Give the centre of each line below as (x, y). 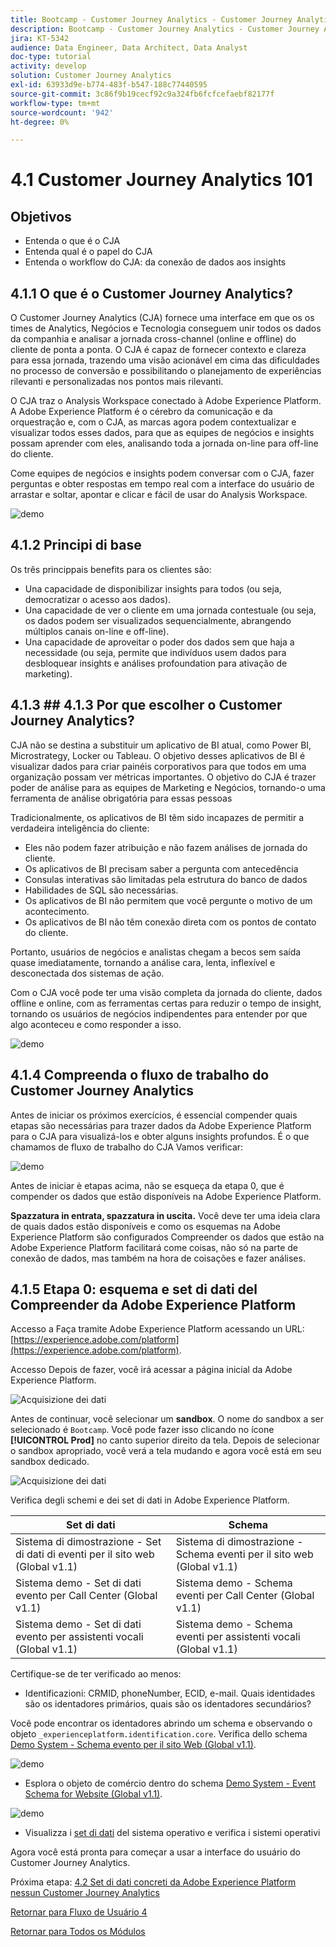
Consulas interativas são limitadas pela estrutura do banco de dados (166, 879)
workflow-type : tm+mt (55, 103)
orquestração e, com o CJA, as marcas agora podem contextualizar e (153, 422)
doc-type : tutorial (51, 57)
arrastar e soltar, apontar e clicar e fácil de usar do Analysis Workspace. (159, 495)
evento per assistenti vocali (79, 1637)
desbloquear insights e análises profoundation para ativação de (156, 663)
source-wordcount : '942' (62, 112)
